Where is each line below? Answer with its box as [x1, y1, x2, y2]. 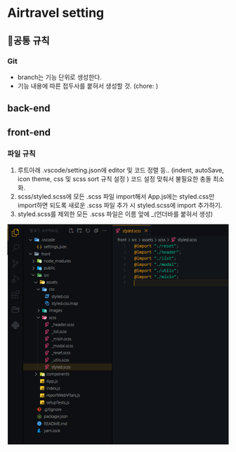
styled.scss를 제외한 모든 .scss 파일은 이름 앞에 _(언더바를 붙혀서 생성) [17, 209, 213, 218]
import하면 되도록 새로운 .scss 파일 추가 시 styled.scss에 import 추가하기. [17, 201, 223, 209]
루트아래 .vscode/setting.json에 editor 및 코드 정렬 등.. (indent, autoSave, [17, 166, 224, 174]
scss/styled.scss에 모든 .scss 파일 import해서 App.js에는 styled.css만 [17, 192, 215, 201]
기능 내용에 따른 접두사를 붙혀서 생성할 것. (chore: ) [17, 81, 159, 90]
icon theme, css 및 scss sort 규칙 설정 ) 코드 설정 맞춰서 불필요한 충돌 [17, 174, 212, 183]
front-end [7, 126, 51, 138]
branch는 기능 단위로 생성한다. [17, 72, 102, 81]
